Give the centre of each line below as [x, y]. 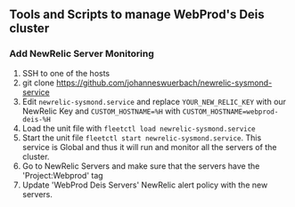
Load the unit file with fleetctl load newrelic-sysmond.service [139, 128]
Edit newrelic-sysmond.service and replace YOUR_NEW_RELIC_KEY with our [154, 101]
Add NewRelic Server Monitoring [82, 54]
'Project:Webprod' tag [63, 175]
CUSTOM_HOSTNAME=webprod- [230, 111]
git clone [38, 83]
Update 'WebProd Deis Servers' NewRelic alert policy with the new [145, 185]
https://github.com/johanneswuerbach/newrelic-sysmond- [164, 83]
